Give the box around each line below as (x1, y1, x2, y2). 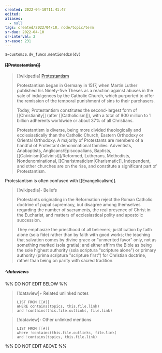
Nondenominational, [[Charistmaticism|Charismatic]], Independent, (16, 158, 151, 164)
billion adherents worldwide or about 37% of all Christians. (16, 118, 134, 123)
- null (9, 20, 23, 26)
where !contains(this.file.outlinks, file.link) (16, 330, 117, 335)
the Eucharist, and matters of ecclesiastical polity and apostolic (16, 212, 144, 218)
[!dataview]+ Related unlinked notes (16, 290, 89, 296)
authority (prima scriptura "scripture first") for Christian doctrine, (16, 252, 147, 258)
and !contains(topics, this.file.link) (16, 335, 98, 339)
